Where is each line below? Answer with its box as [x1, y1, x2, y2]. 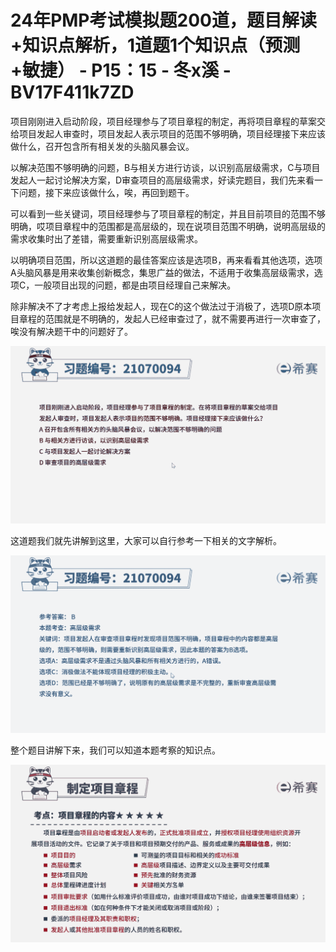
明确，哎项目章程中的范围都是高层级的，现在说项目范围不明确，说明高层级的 [10, 220, 326, 232]
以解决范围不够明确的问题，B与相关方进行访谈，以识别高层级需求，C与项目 [10, 161, 321, 173]
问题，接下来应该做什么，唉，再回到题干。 [18, 186, 195, 198]
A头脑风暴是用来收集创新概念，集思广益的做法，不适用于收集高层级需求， [10, 266, 315, 278]
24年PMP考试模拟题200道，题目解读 [10, 9, 317, 32]
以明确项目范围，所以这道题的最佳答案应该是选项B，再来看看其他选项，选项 [10, 254, 323, 266]
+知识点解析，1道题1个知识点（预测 [10, 34, 301, 57]
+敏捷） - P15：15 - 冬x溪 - [10, 59, 232, 82]
